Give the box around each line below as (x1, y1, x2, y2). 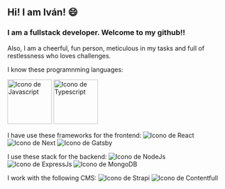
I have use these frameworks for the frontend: (7, 131, 142, 139)
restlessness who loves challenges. (7, 51, 111, 60)
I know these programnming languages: (7, 65, 124, 74)
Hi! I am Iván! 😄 (7, 6, 78, 18)
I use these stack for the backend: (7, 152, 107, 161)
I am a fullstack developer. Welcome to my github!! (7, 28, 186, 38)
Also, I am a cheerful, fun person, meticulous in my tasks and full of (7, 43, 204, 53)
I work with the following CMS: (7, 173, 97, 182)
